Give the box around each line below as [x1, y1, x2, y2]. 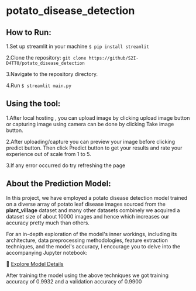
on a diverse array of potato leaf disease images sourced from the [6, 200, 166, 207]
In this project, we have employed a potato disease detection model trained [6, 194, 188, 201]
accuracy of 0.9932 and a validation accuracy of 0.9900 [6, 278, 142, 285]
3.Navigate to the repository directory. [6, 71, 98, 77]
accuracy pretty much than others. [6, 219, 90, 226]
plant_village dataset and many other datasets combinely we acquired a [6, 206, 180, 214]
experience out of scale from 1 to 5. [6, 150, 92, 157]
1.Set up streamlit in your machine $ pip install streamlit [6, 43, 149, 50]
